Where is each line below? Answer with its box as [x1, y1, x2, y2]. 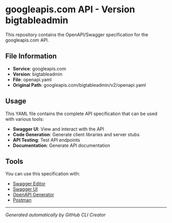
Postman [12, 197, 32, 203]
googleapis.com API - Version [5, 4, 136, 15]
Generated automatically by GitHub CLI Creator [5, 212, 106, 218]
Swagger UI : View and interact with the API [12, 126, 104, 132]
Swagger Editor [12, 181, 46, 187]
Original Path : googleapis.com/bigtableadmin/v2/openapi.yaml [12, 82, 146, 88]
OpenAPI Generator [12, 192, 55, 198]
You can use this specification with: [5, 171, 80, 177]
